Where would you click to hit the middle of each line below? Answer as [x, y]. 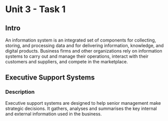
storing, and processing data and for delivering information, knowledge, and [85, 46]
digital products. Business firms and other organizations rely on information [84, 51]
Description [20, 92]
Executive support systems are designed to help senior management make [83, 103]
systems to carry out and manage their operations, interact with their [77, 56]
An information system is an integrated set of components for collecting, [81, 40]
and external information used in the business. [54, 114]
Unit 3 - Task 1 [35, 9]
